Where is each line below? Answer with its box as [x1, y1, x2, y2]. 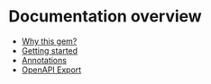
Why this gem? [21, 36, 78, 46]
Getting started [21, 45, 78, 55]
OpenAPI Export [21, 64, 82, 75]
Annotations [21, 55, 67, 65]
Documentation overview [8, 6, 202, 27]
